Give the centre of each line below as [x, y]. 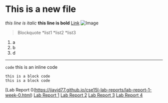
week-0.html [18, 95]
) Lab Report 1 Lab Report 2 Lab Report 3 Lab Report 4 [87, 95]
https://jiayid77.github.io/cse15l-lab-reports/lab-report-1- [93, 90]
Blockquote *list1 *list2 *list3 [46, 32]
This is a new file [41, 9]
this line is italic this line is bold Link [42, 23]
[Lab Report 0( [20, 90]
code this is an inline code [31, 67]
